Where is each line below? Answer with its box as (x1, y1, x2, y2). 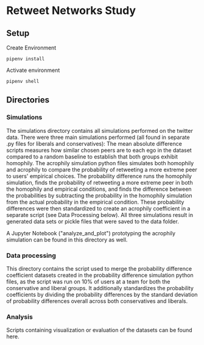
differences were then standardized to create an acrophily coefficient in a (6, 205, 191, 212)
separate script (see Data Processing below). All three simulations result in (6, 211, 194, 218)
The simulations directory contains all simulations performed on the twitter (6, 127, 193, 134)
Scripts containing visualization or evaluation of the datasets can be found (6, 327, 193, 334)
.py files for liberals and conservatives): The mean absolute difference (6, 140, 183, 147)
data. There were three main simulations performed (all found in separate (6, 133, 190, 141)
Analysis (6, 312, 33, 321)
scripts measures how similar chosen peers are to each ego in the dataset (6, 146, 192, 154)
